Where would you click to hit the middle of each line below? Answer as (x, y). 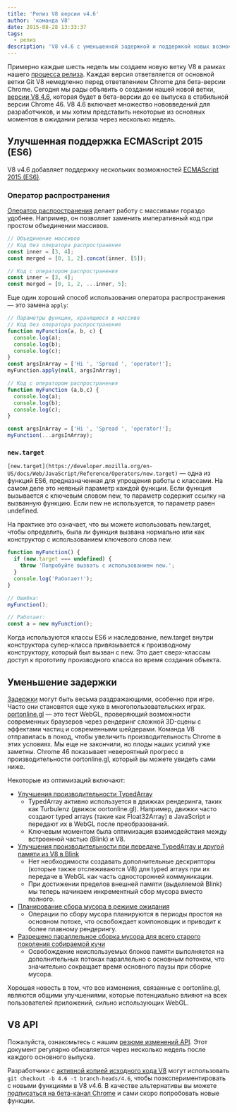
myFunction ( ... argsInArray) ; (50, 436)
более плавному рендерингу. (72, 928)
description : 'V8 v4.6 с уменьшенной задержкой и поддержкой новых (109, 47)
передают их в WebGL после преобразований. (98, 824)
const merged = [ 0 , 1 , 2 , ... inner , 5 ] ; (68, 284)
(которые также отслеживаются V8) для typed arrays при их (119, 868)
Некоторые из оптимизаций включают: (66, 780)
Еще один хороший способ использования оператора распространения (116, 298)
